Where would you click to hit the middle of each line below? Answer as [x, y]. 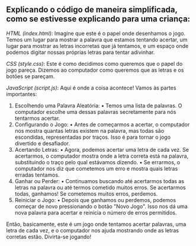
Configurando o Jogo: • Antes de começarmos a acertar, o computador [102, 124]
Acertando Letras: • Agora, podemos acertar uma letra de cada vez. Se [102, 149]
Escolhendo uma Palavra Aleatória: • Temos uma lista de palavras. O [98, 106]
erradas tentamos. [37, 175]
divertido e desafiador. [42, 143]
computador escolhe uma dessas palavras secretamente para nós [95, 111]
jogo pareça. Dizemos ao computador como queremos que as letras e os [95, 70]
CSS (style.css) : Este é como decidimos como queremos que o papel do [94, 63]
